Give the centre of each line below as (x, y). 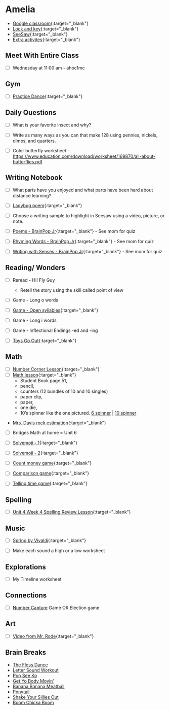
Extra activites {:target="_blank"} (46, 40)
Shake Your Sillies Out (36, 697)
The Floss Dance (30, 665)
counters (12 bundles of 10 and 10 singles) (64, 391)
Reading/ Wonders (35, 268)
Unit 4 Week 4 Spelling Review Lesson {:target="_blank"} (72, 512)
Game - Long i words (34, 320)
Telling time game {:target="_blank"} (50, 484)
